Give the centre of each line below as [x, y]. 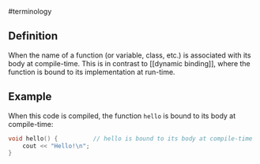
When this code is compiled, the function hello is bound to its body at [122, 116]
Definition [33, 36]
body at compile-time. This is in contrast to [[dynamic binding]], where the [129, 63]
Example [30, 97]
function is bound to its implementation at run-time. [92, 72]
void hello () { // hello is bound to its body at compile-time [130, 138]
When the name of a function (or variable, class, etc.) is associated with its [130, 55]
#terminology [30, 11]
